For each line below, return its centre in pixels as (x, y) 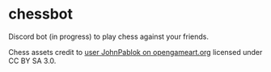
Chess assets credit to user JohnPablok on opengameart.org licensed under (135, 52)
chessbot (41, 14)
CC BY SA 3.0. (32, 61)
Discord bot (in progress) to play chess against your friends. (108, 36)
